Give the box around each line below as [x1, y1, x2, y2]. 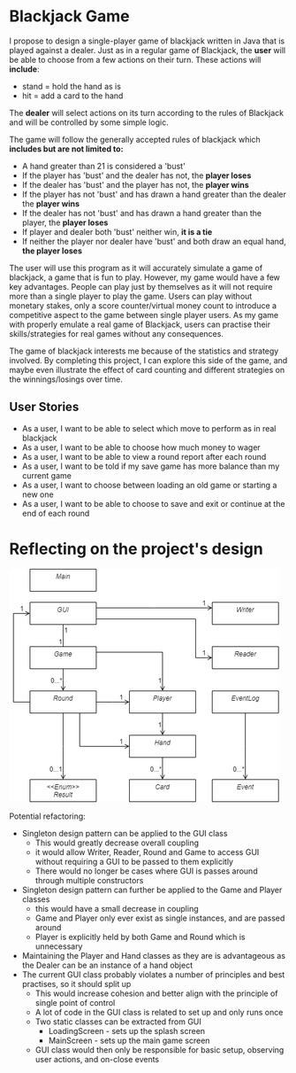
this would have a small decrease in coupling [34, 903, 199, 914]
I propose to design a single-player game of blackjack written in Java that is [9, 35, 285, 46]
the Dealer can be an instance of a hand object [21, 960, 193, 970]
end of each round [21, 508, 90, 518]
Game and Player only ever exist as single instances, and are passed [34, 913, 285, 923]
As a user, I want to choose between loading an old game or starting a [21, 479, 277, 490]
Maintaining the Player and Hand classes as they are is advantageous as [21, 950, 285, 960]
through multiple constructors [34, 875, 144, 885]
